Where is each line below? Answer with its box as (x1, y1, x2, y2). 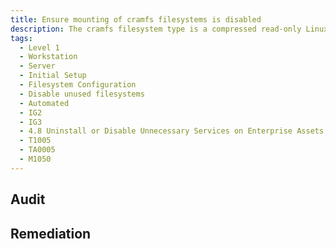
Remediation (10, 225, 92, 242)
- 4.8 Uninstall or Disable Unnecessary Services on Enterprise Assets (19, 126, 325, 136)
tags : (10, 33, 33, 43)
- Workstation (19, 52, 78, 62)
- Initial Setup (19, 71, 87, 81)
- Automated (19, 98, 70, 108)
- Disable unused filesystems (19, 89, 145, 99)
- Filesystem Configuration (19, 80, 137, 90)
